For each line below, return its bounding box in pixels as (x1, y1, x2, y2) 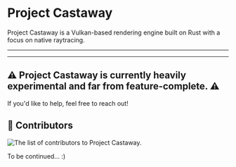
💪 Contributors (7, 120, 74, 132)
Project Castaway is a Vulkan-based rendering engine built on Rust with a (7, 28, 221, 37)
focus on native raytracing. (7, 35, 86, 44)
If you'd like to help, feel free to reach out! (7, 99, 129, 107)
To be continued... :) (7, 151, 66, 160)
